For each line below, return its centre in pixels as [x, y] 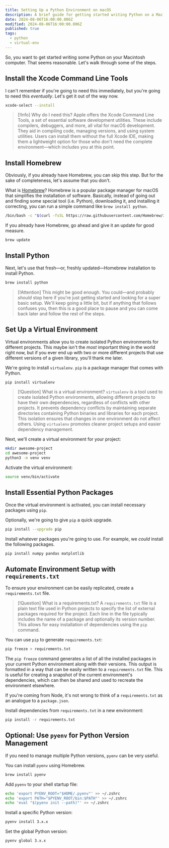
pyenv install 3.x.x [27, 822]
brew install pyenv [26, 774]
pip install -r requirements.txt [40, 720]
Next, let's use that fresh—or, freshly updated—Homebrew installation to [80, 268]
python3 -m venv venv [28, 458]
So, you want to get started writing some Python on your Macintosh [75, 57]
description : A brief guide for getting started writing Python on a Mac [84, 15]
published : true [22, 29]
